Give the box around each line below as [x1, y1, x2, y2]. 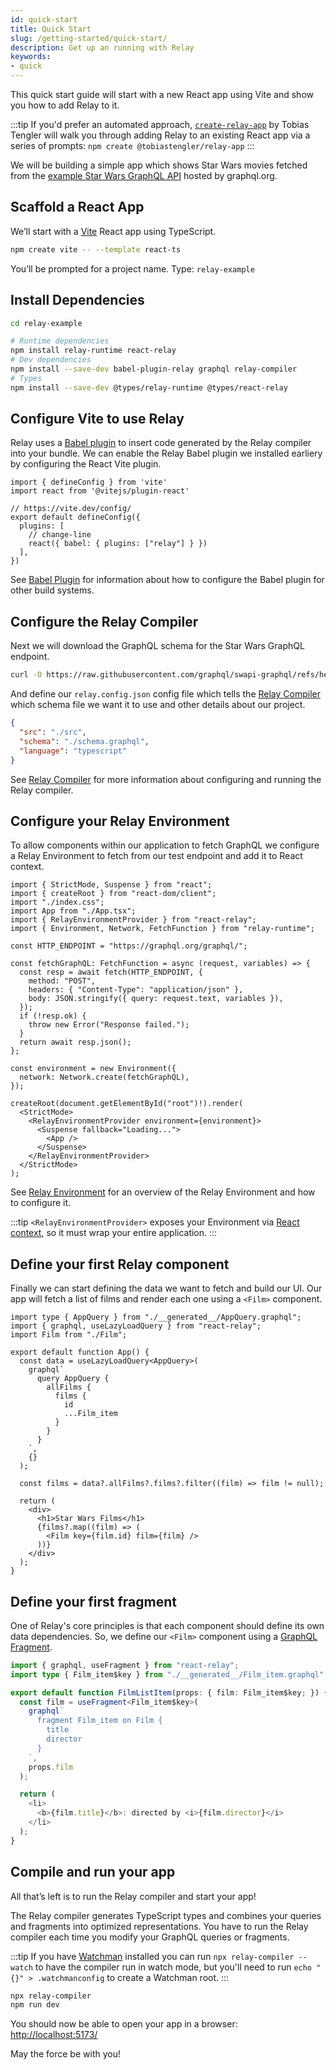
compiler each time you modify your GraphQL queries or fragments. [10, 1931, 290, 1943]
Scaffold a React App [10, 199, 145, 216]
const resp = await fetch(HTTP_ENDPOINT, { [19, 967, 203, 978]
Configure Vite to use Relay [10, 411, 185, 428]
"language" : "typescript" [19, 746, 128, 756]
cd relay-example [10, 318, 83, 328]
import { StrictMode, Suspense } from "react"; [10, 880, 213, 890]
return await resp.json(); [19, 1037, 132, 1048]
